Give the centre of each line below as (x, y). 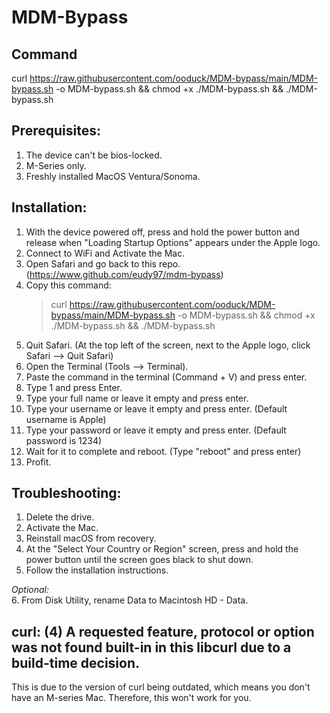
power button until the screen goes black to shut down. (139, 560)
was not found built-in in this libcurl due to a (151, 647)
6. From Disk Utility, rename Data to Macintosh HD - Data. (130, 600)
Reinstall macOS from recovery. (91, 538)
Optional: (30, 590)
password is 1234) (64, 440)
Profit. (38, 462)
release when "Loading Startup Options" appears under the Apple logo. (173, 242)
